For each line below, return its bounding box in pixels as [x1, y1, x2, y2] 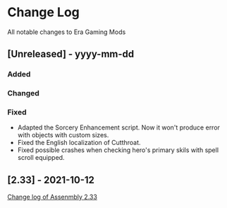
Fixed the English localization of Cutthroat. [17, 139, 141, 147]
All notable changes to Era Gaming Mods [7, 28, 126, 36]
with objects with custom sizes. [17, 131, 109, 139]
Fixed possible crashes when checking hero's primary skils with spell [17, 146, 219, 154]
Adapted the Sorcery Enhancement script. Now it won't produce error [17, 123, 221, 132]
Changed [7, 88, 40, 98]
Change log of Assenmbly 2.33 [7, 192, 97, 202]
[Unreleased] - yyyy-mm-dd [7, 48, 135, 60]
